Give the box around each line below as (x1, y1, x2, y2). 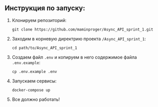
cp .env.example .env (11, 69, 57, 74)
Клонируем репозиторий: (11, 17, 67, 23)
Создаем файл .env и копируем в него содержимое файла (11, 54, 137, 60)
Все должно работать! (11, 96, 60, 102)
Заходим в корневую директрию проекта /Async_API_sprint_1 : (11, 35, 146, 41)
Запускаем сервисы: (11, 77, 57, 84)
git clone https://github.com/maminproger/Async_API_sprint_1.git (11, 27, 153, 32)
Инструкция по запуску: (4, 4, 85, 12)
